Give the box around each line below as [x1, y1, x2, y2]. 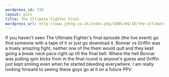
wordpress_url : [5, 21, 37, 26]
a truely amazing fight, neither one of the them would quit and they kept [5, 45, 154, 51]
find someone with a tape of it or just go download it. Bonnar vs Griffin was [5, 40, 160, 46]
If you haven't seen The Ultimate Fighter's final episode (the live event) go [5, 35, 159, 41]
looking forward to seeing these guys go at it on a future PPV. [5, 67, 133, 73]
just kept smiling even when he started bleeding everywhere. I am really [5, 61, 154, 67]
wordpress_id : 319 [5, 7, 44, 12]
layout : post [5, 12, 33, 17]
